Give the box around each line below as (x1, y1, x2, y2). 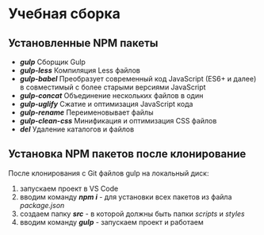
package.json (19, 200, 65, 210)
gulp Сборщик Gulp (19, 57, 86, 66)
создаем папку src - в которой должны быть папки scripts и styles (19, 209, 245, 218)
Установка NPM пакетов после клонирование (8, 147, 247, 161)
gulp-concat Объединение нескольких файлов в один (19, 91, 204, 100)
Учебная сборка (8, 5, 121, 23)
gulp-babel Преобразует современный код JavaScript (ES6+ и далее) (19, 74, 257, 83)
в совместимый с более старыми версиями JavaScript (19, 82, 206, 92)
